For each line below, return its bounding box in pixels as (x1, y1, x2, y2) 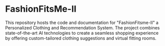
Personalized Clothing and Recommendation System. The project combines (5, 24, 160, 30)
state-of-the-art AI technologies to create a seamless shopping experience (5, 30, 159, 36)
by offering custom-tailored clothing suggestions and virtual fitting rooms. (5, 35, 157, 41)
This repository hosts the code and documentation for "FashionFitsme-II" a (5, 20, 159, 25)
